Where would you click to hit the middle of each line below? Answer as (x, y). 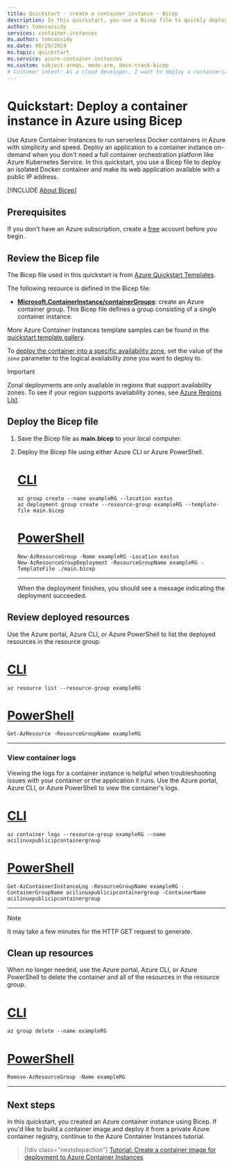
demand (19, 155)
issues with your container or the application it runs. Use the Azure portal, (113, 780)
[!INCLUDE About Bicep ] (42, 190)
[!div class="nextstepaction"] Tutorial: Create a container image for (120, 1150)
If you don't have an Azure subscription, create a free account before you (112, 229)
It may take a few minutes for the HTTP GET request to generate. (100, 931)
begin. (16, 236)
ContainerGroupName (35, 892)
